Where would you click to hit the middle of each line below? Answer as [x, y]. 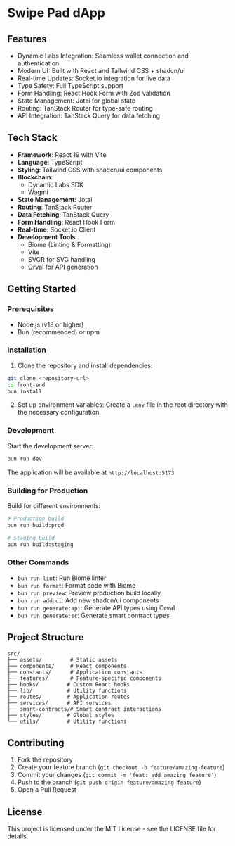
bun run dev [25, 459]
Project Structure [46, 637]
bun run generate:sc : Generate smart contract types [93, 615]
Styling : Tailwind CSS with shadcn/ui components [90, 170]
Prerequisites [31, 309]
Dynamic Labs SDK [56, 184]
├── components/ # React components [67, 666]
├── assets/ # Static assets [62, 659]
